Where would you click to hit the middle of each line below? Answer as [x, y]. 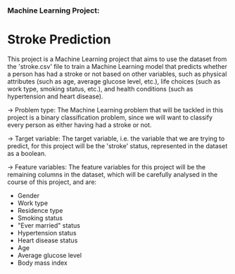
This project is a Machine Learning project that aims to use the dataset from [117, 59]
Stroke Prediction [59, 40]
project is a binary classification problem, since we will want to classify [110, 117]
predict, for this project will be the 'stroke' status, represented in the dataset [118, 145]
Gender [28, 195]
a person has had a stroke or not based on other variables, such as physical [117, 74]
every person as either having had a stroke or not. [80, 124]
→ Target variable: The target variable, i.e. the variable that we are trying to [116, 138]
